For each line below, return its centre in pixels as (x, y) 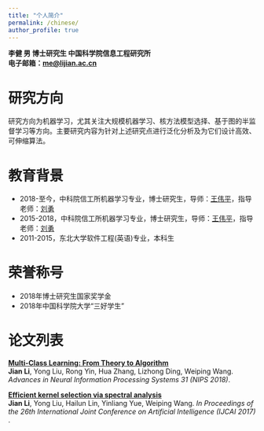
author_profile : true (44, 30)
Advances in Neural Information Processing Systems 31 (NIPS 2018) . (119, 380)
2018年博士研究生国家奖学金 (65, 297)
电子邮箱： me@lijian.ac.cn (53, 63)
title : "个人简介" (36, 15)
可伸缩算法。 (29, 141)
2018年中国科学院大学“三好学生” (71, 306)
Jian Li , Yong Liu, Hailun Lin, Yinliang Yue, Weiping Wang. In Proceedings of (131, 403)
